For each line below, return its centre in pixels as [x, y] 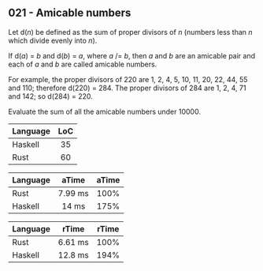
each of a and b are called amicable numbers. [83, 64]
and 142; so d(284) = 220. [50, 96]
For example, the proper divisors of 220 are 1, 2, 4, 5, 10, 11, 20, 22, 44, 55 [128, 79]
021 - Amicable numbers [70, 13]
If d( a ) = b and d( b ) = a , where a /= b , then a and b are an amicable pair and [132, 55]
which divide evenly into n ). [53, 40]
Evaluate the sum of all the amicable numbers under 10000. [104, 111]
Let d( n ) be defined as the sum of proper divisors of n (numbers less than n [131, 32]
